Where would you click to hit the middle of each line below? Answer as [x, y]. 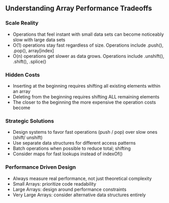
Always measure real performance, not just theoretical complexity [82, 178]
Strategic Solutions [30, 121]
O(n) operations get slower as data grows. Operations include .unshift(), [89, 56]
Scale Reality [22, 23]
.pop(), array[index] [33, 50]
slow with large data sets [39, 39]
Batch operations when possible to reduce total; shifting [72, 149]
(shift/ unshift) [28, 137]
